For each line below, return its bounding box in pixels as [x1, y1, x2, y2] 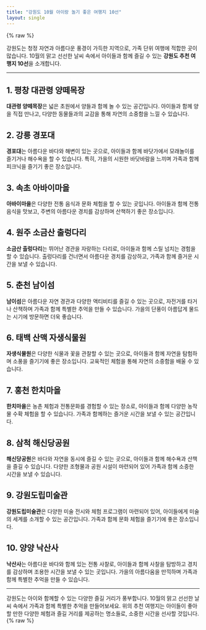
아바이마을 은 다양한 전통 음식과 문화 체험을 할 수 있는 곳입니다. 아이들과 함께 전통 [6, 200, 199, 207]
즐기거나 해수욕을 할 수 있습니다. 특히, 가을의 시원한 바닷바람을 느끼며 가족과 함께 [6, 155, 199, 163]
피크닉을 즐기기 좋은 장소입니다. [6, 163, 82, 170]
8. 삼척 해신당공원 [6, 438, 70, 448]
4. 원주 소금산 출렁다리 [6, 227, 87, 238]
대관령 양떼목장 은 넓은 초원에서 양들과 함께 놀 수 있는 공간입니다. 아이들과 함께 [6, 103, 193, 110]
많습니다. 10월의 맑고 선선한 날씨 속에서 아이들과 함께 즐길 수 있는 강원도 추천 [6, 52, 190, 59]
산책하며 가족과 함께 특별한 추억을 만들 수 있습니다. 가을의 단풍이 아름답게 [12, 305, 188, 312]
